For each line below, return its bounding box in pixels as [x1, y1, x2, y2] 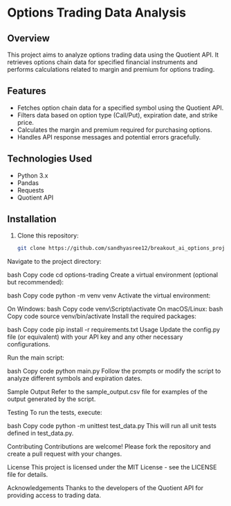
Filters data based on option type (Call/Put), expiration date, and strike [17, 110, 218, 119]
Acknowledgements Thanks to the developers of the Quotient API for [7, 484, 204, 492]
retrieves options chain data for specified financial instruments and [7, 58, 198, 66]
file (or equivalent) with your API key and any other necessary [7, 333, 183, 341]
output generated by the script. [7, 395, 96, 403]
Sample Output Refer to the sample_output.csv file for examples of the [7, 388, 207, 396]
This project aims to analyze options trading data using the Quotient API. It [7, 50, 219, 59]
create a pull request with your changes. [7, 450, 122, 458]
